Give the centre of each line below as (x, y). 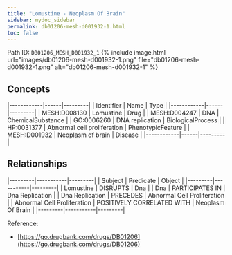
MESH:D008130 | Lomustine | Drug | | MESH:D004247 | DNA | (130, 113)
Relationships (37, 164)
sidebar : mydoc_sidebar (42, 20)
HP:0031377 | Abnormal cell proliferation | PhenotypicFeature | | (99, 128)
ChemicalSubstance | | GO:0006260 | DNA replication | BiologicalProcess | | (116, 120)
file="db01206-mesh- (169, 60)
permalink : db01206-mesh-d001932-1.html (66, 26)
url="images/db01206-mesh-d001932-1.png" (72, 60)
